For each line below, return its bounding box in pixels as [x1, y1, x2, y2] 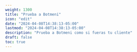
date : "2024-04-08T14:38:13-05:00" [5, 21, 79, 26]
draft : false [5, 35, 32, 40]
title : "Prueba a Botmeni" [5, 12, 61, 17]
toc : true [5, 40, 26, 45]
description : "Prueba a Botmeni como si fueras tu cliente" [5, 30, 133, 35]
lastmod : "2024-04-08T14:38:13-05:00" [5, 26, 86, 31]
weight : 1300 [5, 7, 32, 12]
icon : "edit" [5, 16, 32, 21]
